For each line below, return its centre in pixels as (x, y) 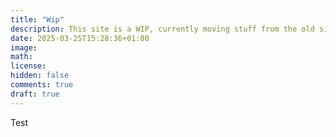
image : (24, 47)
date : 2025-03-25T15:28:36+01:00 (80, 38)
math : (21, 57)
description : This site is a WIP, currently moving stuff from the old (162, 29)
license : (28, 66)
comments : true (42, 85)
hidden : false (40, 76)
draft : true (35, 94)
